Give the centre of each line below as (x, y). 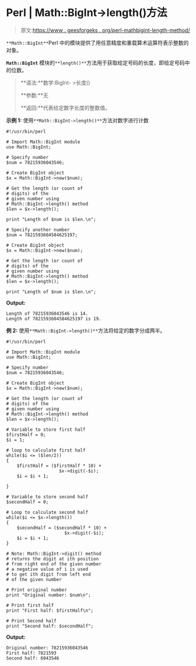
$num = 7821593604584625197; (42, 235)
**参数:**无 (34, 95)
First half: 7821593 (32, 653)
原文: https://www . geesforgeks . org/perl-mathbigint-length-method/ (105, 30)
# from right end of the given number (54, 564)
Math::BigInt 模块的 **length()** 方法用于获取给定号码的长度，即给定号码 (95, 63)
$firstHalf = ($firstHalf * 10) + (59, 466)
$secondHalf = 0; (27, 502)
